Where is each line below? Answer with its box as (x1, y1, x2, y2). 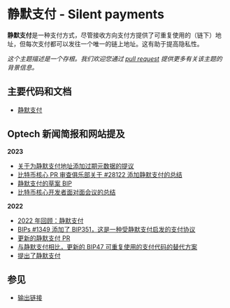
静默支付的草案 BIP (17, 179, 72, 188)
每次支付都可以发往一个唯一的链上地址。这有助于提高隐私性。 (25, 39, 203, 48)
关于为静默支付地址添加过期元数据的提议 (17, 162, 134, 170)
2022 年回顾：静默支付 (17, 216, 84, 225)
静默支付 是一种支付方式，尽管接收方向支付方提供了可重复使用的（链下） (7, 31, 215, 39)
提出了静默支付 (17, 251, 61, 260)
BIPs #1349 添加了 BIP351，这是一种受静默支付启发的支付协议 (17, 225, 196, 233)
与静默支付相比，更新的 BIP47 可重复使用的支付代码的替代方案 (17, 242, 198, 251)
